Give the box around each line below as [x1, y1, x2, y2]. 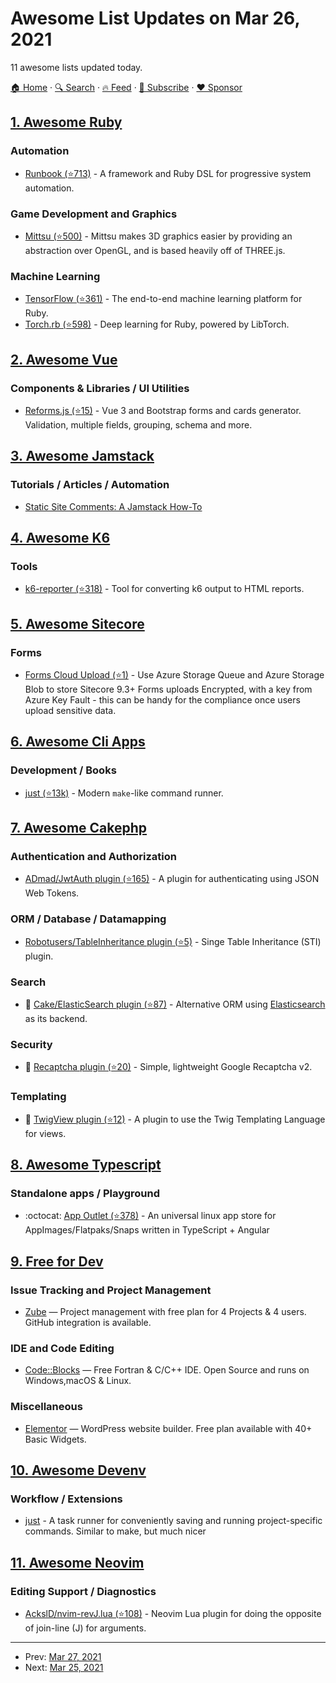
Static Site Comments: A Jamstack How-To [24, 500, 203, 512]
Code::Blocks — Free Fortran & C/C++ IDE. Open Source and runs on [24, 1364, 310, 1376]
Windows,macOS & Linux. [24, 1375, 132, 1387]
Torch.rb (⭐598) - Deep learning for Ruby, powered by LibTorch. [24, 318, 290, 331]
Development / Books [10, 763, 117, 777]
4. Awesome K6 [10, 529, 111, 546]
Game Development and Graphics [10, 207, 178, 221]
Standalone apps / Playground [10, 1186, 161, 1200]
